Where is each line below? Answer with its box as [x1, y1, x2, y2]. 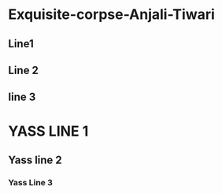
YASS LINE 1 [8, 122, 89, 140]
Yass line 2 [8, 153, 63, 166]
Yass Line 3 [8, 177, 54, 188]
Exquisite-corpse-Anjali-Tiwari [8, 6, 215, 24]
